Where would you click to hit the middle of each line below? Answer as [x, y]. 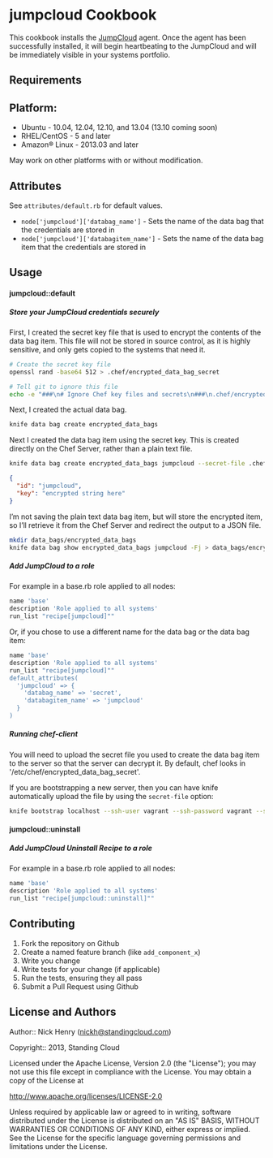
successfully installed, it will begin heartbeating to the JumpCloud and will [133, 45]
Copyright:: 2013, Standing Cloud [64, 1047]
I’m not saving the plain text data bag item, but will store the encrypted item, [136, 516]
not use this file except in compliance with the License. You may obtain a [130, 1072]
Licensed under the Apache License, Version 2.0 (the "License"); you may [133, 1063]
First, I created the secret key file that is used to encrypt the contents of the [135, 332]
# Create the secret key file [60, 364]
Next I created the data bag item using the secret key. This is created [124, 440]
